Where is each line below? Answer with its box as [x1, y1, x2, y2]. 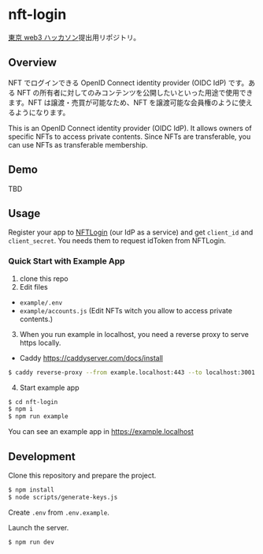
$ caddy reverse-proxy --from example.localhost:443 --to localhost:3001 [8, 369, 256, 376]
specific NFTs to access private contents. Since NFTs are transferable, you [8, 132, 251, 141]
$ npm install [8, 485, 55, 494]
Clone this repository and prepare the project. [8, 470, 157, 480]
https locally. [19, 338, 61, 347]
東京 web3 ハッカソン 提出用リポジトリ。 [8, 32, 140, 42]
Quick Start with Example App [8, 256, 125, 267]
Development [8, 450, 76, 463]
